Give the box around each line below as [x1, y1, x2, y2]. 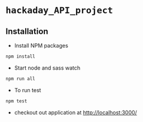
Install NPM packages [14, 42, 68, 49]
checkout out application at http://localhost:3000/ [14, 109, 137, 116]
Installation [5, 26, 48, 36]
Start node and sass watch [14, 64, 81, 71]
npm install [5, 54, 35, 60]
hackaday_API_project [5, 5, 113, 16]
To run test [14, 86, 41, 93]
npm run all [5, 76, 35, 82]
